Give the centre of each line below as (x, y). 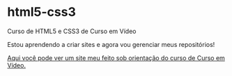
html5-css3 (42, 12)
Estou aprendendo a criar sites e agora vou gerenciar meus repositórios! (111, 44)
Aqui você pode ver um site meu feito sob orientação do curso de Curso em (116, 58)
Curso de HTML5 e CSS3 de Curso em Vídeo (72, 31)
